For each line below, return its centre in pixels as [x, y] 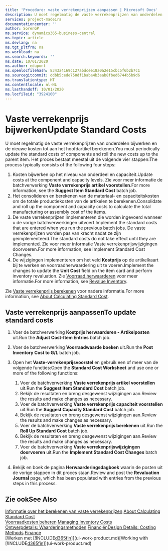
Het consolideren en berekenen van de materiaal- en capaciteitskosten [86, 196]
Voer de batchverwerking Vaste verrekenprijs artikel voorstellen [88, 383]
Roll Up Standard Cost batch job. [54, 431]
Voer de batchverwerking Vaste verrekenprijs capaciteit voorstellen [91, 404]
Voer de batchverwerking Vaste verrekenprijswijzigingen [80, 447]
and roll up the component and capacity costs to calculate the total [81, 207]
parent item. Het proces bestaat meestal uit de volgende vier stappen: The [81, 159]
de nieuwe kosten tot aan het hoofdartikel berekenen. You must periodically [82, 149]
